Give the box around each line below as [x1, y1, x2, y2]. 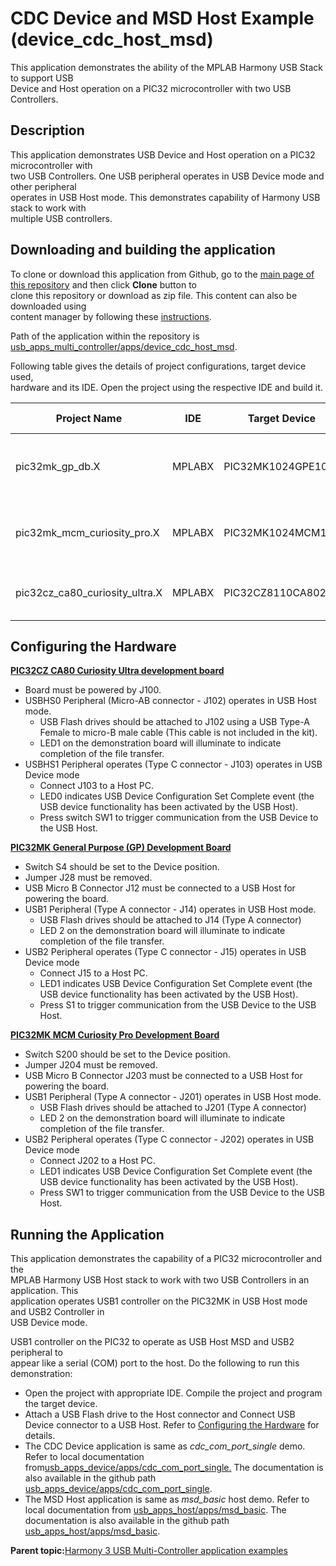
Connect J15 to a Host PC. [39, 967, 148, 979]
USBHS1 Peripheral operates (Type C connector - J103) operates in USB [24, 758, 323, 771]
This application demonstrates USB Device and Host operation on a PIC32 [10, 148, 316, 161]
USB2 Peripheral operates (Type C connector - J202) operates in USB [24, 1133, 315, 1146]
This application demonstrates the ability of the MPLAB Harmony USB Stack [10, 61, 324, 73]
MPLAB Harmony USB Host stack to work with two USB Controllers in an [10, 1274, 310, 1286]
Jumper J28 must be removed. [24, 872, 153, 884]
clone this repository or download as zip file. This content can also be [10, 289, 298, 301]
